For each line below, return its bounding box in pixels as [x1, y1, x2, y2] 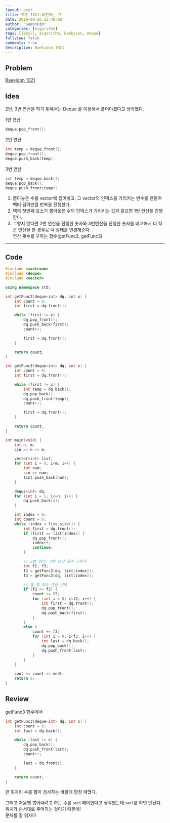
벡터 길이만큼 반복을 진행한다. [12, 201, 71, 208]
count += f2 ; [32, 592, 60, 597]
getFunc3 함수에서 [5, 709, 43, 715]
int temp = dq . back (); [23, 387, 71, 392]
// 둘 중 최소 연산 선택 [23, 582, 67, 587]
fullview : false [5, 36, 39, 41]
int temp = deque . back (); [5, 176, 60, 181]
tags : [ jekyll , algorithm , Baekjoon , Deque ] [5, 31, 101, 36]
